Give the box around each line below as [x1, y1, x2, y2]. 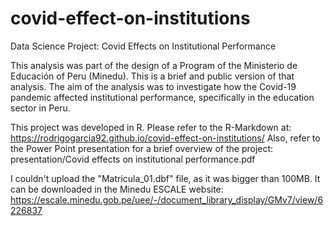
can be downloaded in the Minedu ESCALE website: [10, 183, 224, 195]
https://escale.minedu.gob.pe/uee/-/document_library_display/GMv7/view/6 [10, 193, 324, 206]
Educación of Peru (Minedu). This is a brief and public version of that [10, 70, 295, 82]
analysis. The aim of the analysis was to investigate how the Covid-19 [10, 80, 297, 92]
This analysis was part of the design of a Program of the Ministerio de [10, 59, 298, 71]
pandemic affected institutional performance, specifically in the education [10, 91, 315, 103]
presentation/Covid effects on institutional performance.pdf [10, 153, 256, 165]
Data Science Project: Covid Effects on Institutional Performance [10, 40, 277, 52]
